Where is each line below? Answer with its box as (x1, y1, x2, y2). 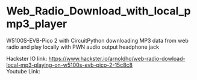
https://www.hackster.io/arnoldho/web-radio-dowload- (48, 55, 186, 62)
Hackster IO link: (6, 55, 48, 62)
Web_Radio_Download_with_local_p (6, 4, 191, 18)
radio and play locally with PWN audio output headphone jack (6, 43, 160, 51)
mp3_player (6, 17, 67, 31)
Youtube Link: (6, 67, 40, 75)
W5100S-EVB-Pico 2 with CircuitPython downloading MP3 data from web (6, 37, 189, 44)
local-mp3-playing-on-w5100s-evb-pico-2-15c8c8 (6, 61, 133, 69)
